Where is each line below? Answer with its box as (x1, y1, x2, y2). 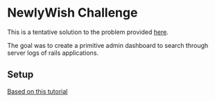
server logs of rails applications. (7, 49, 99, 57)
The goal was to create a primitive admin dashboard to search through (7, 41, 209, 49)
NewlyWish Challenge (7, 5, 138, 21)
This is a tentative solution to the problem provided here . (7, 28, 169, 36)
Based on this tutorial (7, 87, 68, 95)
